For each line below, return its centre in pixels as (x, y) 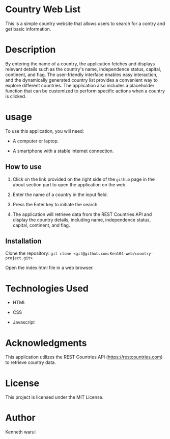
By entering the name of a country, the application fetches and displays (80, 64)
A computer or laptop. (36, 141)
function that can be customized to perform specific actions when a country (85, 91)
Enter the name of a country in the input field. (60, 194)
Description (31, 50)
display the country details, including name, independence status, (82, 219)
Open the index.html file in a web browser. (50, 268)
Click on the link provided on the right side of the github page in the (84, 179)
